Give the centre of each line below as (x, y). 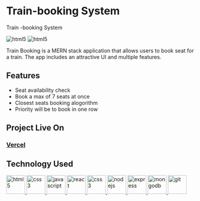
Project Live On (35, 128)
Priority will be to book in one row (56, 109)
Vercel (16, 145)
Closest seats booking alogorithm (56, 103)
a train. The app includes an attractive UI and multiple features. (84, 57)
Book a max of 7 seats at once (52, 96)
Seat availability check (43, 90)
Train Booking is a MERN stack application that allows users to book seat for (100, 50)
